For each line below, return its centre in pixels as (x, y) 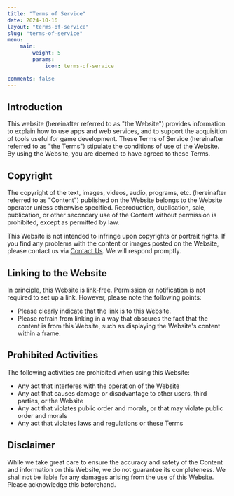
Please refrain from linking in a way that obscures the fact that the (112, 318)
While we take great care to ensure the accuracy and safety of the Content (115, 462)
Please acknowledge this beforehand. (62, 484)
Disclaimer (31, 445)
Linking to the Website (57, 273)
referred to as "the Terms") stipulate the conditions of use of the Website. (113, 146)
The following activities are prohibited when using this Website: (99, 372)
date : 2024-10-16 (33, 20)
